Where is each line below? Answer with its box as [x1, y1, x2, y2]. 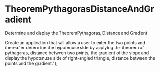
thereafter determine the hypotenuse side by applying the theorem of [5, 45, 144, 50]
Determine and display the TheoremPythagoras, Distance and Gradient [5, 30, 148, 36]
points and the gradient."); [5, 60, 58, 66]
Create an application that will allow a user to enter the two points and [5, 39, 145, 45]
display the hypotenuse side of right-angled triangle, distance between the [5, 55, 155, 61]
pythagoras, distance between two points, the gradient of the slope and [5, 50, 149, 56]
